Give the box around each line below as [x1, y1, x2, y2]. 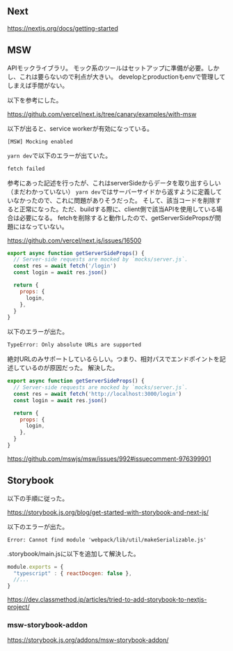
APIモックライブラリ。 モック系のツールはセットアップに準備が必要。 [7, 63, 207, 72]
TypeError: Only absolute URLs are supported [7, 342, 141, 349]
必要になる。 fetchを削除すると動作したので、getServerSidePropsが [19, 213, 216, 222]
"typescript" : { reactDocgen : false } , [13, 569, 132, 577]
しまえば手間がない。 [7, 81, 68, 89]
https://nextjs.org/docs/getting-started [7, 24, 118, 32]
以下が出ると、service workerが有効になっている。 [7, 124, 154, 132]
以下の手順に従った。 [7, 494, 68, 503]
